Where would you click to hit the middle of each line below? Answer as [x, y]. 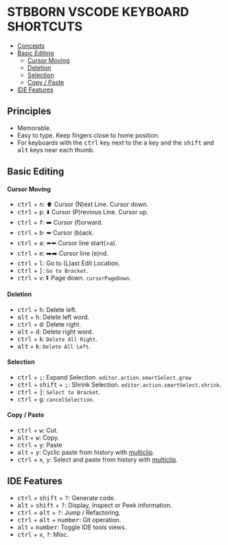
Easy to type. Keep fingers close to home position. [88, 135]
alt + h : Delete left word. [53, 317]
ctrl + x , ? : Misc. [43, 534]
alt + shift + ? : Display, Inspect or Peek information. [94, 505]
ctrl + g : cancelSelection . [56, 399]
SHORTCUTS [45, 27]
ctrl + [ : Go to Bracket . [53, 271]
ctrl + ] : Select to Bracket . [59, 392]
